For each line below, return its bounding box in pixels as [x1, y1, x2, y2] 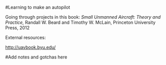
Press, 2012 [5, 25, 30, 31]
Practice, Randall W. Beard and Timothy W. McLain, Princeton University [5, 20, 156, 25]
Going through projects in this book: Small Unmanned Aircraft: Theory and [5, 14, 161, 20]
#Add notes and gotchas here [5, 54, 67, 60]
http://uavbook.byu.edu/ [5, 44, 56, 50]
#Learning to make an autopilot [5, 5, 70, 10]
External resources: [5, 35, 46, 40]
